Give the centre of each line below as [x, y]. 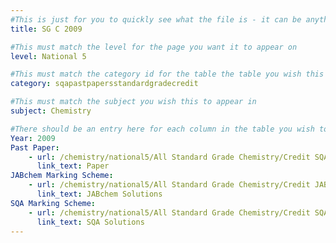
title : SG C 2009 [46, 29]
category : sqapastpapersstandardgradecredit [104, 84]
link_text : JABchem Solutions [99, 194]
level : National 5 [48, 56]
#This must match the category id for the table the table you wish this [167, 74]
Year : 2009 [33, 138]
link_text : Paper [73, 166]
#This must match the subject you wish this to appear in [133, 102]
